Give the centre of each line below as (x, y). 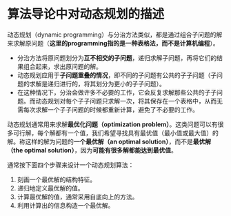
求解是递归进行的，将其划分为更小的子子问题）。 (97, 84)
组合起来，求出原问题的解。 (62, 66)
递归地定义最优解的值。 (50, 188)
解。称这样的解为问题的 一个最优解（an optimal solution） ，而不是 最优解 (109, 141)
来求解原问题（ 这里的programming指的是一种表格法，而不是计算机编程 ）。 (113, 43)
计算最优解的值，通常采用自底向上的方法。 (78, 197)
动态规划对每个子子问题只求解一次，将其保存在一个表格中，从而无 (129, 101)
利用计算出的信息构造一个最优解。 (66, 205)
